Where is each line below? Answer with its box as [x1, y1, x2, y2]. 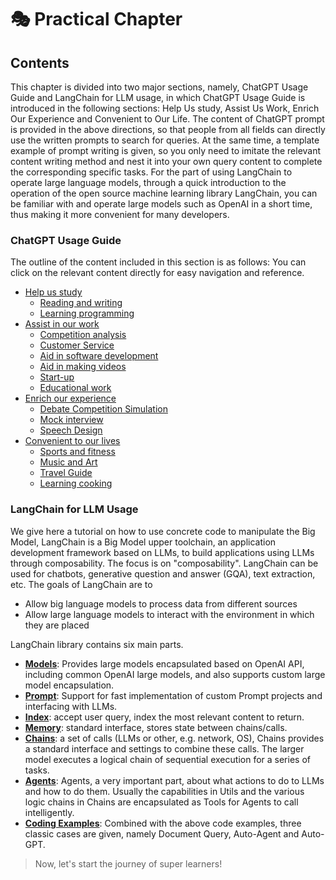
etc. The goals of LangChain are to [10, 578, 153, 590]
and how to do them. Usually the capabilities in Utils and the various [24, 785, 305, 797]
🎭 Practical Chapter [10, 8, 183, 31]
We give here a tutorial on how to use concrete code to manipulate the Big [10, 525, 316, 537]
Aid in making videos [39, 361, 127, 373]
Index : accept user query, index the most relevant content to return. [24, 711, 305, 723]
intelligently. [24, 806, 75, 818]
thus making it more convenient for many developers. [10, 209, 230, 220]
